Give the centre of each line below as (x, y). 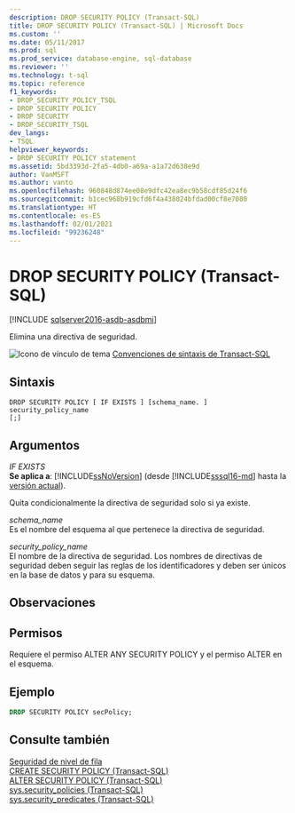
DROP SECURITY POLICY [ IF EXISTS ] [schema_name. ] (109, 403)
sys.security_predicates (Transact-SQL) (82, 799)
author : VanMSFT (39, 174)
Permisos (36, 633)
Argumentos (44, 445)
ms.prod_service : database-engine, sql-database (101, 59)
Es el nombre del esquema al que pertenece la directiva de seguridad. (137, 529)
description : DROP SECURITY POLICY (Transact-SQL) (105, 17)
